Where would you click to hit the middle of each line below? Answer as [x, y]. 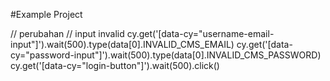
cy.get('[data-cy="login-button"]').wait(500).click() [115, 65]
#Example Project [46, 14]
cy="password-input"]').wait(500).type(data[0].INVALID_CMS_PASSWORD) [166, 55]
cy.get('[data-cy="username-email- [200, 33]
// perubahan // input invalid [67, 33]
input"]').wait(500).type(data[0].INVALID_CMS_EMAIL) [122, 44]
